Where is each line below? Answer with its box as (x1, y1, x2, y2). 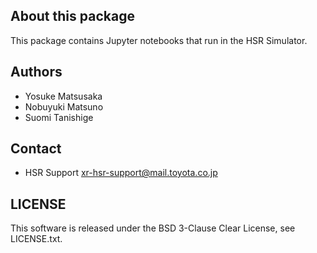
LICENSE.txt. (10, 233, 63, 245)
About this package (10, 8, 135, 25)
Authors (10, 64, 63, 81)
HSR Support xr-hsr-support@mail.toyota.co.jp (24, 167, 218, 179)
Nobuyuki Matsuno (24, 100, 104, 113)
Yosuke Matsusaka (24, 90, 103, 102)
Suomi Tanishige (24, 111, 94, 123)
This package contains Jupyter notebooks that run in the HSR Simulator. (10, 34, 308, 46)
